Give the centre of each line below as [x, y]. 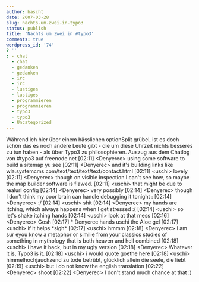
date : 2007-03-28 [28, 17]
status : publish [26, 28]
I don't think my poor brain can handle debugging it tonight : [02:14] [89, 197]
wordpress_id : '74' [30, 45]
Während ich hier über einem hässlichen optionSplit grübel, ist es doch [93, 140]
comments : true [25, 39]
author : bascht [25, 12]
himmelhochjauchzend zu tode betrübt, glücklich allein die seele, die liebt [96, 260]
